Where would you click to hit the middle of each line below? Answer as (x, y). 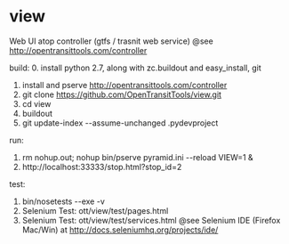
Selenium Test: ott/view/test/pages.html (95, 210)
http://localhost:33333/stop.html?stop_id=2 (102, 167)
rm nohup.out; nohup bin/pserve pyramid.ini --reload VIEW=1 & (137, 157)
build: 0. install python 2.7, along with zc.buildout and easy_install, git (135, 68)
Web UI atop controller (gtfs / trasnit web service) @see (111, 41)
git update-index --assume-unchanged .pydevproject (120, 123)
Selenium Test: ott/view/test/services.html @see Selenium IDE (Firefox (151, 220)
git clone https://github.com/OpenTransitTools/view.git (122, 94)
